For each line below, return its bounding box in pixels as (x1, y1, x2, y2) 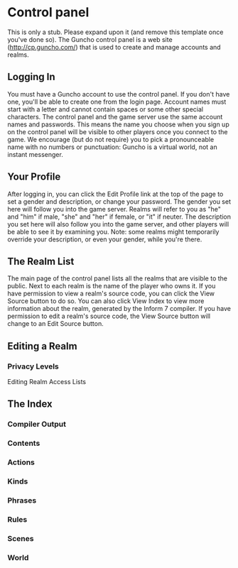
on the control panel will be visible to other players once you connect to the (7, 127, 228, 136)
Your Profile (7, 171, 61, 183)
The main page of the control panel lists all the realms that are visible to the (7, 274, 227, 283)
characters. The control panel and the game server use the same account (7, 112, 223, 121)
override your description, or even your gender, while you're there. (7, 235, 202, 244)
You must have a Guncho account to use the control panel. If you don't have (7, 89, 230, 98)
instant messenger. (7, 150, 64, 158)
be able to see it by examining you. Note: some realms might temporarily (7, 227, 220, 236)
